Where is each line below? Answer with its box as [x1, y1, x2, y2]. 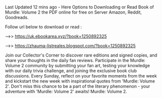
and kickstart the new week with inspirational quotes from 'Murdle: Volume [5, 78, 155, 84]
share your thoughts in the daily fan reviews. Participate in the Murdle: [5, 58, 146, 63]
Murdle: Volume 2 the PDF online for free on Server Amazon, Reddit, [5, 9, 142, 15]
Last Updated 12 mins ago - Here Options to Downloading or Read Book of [5, 4, 154, 10]
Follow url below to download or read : [5, 24, 82, 30]
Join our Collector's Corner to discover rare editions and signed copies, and [5, 52, 157, 58]
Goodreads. [5, 15, 29, 20]
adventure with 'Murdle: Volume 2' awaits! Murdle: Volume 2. [5, 89, 127, 94]
